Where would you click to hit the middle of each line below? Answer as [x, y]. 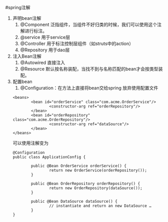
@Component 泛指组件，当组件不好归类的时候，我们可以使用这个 [89, 25]
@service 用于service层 [45, 37]
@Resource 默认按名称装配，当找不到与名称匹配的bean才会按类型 [89, 69]
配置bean [22, 82]
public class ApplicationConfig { [49, 157]
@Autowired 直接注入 [43, 63]
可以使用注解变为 [30, 143]
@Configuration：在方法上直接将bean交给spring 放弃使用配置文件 [89, 88]
